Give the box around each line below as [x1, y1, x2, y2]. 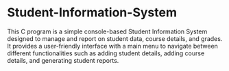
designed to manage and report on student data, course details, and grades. [7, 34, 223, 42]
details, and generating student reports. [7, 56, 119, 64]
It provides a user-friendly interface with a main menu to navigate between [7, 42, 218, 50]
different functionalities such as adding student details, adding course [7, 49, 205, 57]
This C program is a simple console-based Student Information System [7, 27, 208, 35]
